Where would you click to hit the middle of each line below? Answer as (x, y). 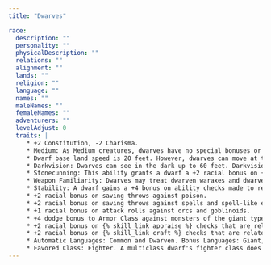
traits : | (32, 136)
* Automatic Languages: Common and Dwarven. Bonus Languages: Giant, (146, 241)
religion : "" (38, 83)
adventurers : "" (43, 121)
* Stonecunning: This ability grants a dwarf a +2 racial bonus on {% (147, 173)
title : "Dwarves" (38, 16)
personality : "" (43, 45)
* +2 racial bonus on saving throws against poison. (117, 196)
